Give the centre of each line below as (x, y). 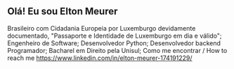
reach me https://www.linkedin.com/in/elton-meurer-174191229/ (100, 58)
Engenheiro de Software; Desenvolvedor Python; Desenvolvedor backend (114, 43)
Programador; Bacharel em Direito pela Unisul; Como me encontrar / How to (117, 50)
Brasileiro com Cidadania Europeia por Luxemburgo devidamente (102, 28)
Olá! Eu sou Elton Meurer (63, 11)
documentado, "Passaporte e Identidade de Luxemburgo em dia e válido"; (115, 36)
